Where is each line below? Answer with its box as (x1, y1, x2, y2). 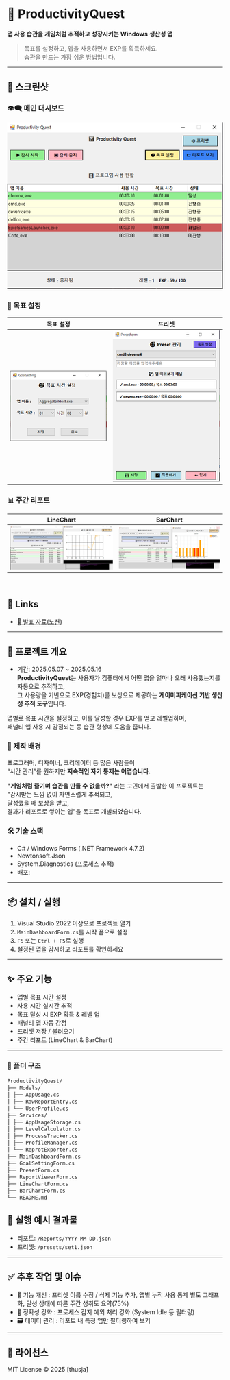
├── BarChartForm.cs (7, 1187, 66, 1194)
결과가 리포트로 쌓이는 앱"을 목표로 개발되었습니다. (7, 807, 142, 815)
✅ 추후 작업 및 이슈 (7, 1271, 81, 1283)
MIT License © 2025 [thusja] (7, 1366, 89, 1374)
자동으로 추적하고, (16, 682, 65, 691)
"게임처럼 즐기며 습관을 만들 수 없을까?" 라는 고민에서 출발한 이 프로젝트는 (7, 782, 204, 790)
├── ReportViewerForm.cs (7, 1174, 78, 1181)
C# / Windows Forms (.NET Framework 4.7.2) (16, 845, 145, 853)
